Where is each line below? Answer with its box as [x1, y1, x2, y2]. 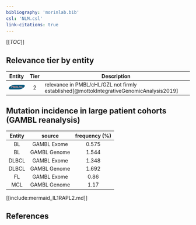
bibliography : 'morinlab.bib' [6, 9, 80, 15]
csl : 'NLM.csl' [6, 15, 43, 22]
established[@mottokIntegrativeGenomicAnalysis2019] [44, 87, 178, 94]
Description [101, 72, 131, 79]
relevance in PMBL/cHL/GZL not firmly [44, 81, 137, 88]
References [6, 211, 49, 221]
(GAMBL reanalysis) [6, 115, 80, 125]
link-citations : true [6, 22, 59, 27]
